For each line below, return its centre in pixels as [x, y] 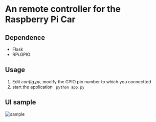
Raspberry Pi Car [40, 19]
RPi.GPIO [21, 54]
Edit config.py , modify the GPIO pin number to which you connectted [82, 81]
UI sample [21, 102]
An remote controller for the [63, 9]
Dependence [25, 37]
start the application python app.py [48, 87]
